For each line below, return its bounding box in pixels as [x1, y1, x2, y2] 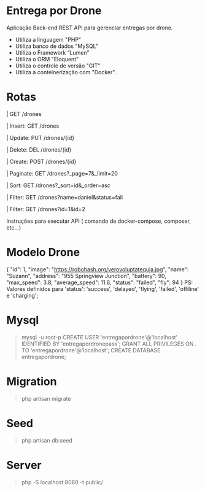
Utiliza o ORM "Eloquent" [15, 55, 79, 63]
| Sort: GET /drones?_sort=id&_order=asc [6, 182, 110, 189]
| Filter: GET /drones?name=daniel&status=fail [6, 193, 123, 201]
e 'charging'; [6, 292, 39, 299]
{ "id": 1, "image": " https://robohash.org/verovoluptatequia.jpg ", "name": [6, 265, 189, 273]
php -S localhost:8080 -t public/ [21, 478, 103, 485]
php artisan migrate [21, 395, 71, 402]
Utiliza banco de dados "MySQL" [15, 42, 99, 50]
